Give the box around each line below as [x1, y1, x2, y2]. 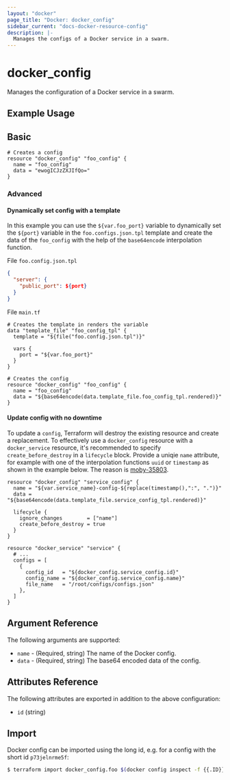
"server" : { [13, 276, 48, 284]
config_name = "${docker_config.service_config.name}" [25, 575, 186, 582]
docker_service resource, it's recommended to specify [7, 444, 162, 452]
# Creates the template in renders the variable [7, 321, 149, 328]
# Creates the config [7, 375, 69, 382]
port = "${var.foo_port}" [19, 351, 94, 358]
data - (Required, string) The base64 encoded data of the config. [16, 656, 201, 665]
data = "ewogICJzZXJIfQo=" [13, 168, 90, 174]
